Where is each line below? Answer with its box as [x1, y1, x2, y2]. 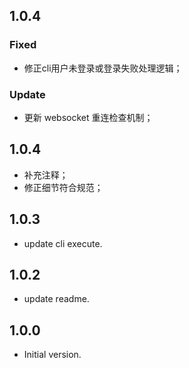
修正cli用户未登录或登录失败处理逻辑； [23, 62, 183, 74]
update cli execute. [23, 237, 103, 249]
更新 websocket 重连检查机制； [23, 111, 154, 123]
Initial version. [23, 349, 82, 361]
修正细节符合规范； [23, 181, 104, 193]
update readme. [23, 293, 90, 305]
